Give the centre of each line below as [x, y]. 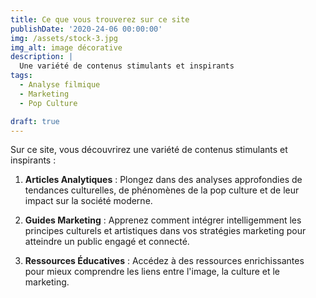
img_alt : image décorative [66, 47]
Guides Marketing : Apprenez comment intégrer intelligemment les [163, 220]
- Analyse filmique [60, 85]
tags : [21, 76]
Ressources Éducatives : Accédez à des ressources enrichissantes [164, 261]
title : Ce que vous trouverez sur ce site [100, 19]
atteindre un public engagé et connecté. [107, 242]
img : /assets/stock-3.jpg [64, 38]
